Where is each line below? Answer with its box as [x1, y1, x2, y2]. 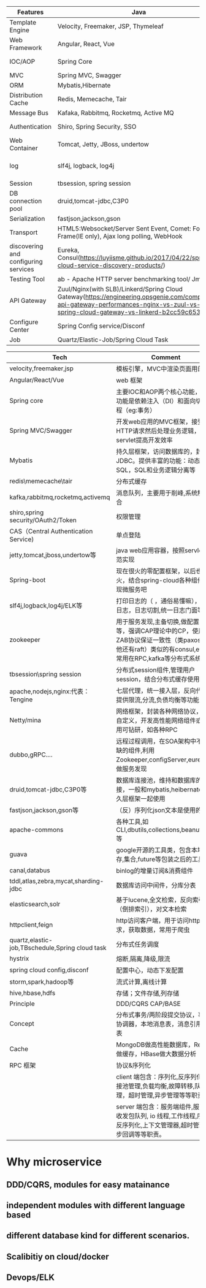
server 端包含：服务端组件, [116, 1103, 193, 1111]
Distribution [9, 91, 43, 99]
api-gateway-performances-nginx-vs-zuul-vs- [57, 300, 201, 308]
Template [9, 18, 37, 26]
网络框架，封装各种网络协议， [116, 707, 202, 715]
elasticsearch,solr [9, 900, 61, 908]
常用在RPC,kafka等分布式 [116, 654, 189, 663]
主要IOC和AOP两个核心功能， [116, 387, 201, 396]
